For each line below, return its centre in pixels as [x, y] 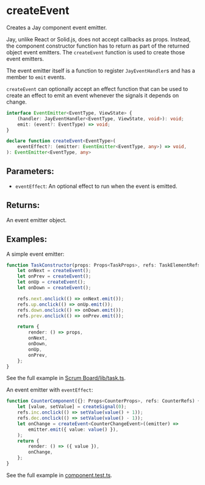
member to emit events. [36, 77]
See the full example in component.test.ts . [59, 475]
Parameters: [30, 171]
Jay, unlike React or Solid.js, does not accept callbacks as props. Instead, [99, 39]
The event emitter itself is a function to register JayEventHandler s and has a [101, 70]
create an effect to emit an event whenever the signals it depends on [93, 95]
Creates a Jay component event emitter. [57, 27]
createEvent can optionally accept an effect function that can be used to [97, 88]
